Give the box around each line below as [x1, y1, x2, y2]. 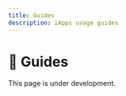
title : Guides [8, 11, 55, 20]
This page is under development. [8, 79, 116, 88]
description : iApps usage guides [8, 19, 119, 27]
